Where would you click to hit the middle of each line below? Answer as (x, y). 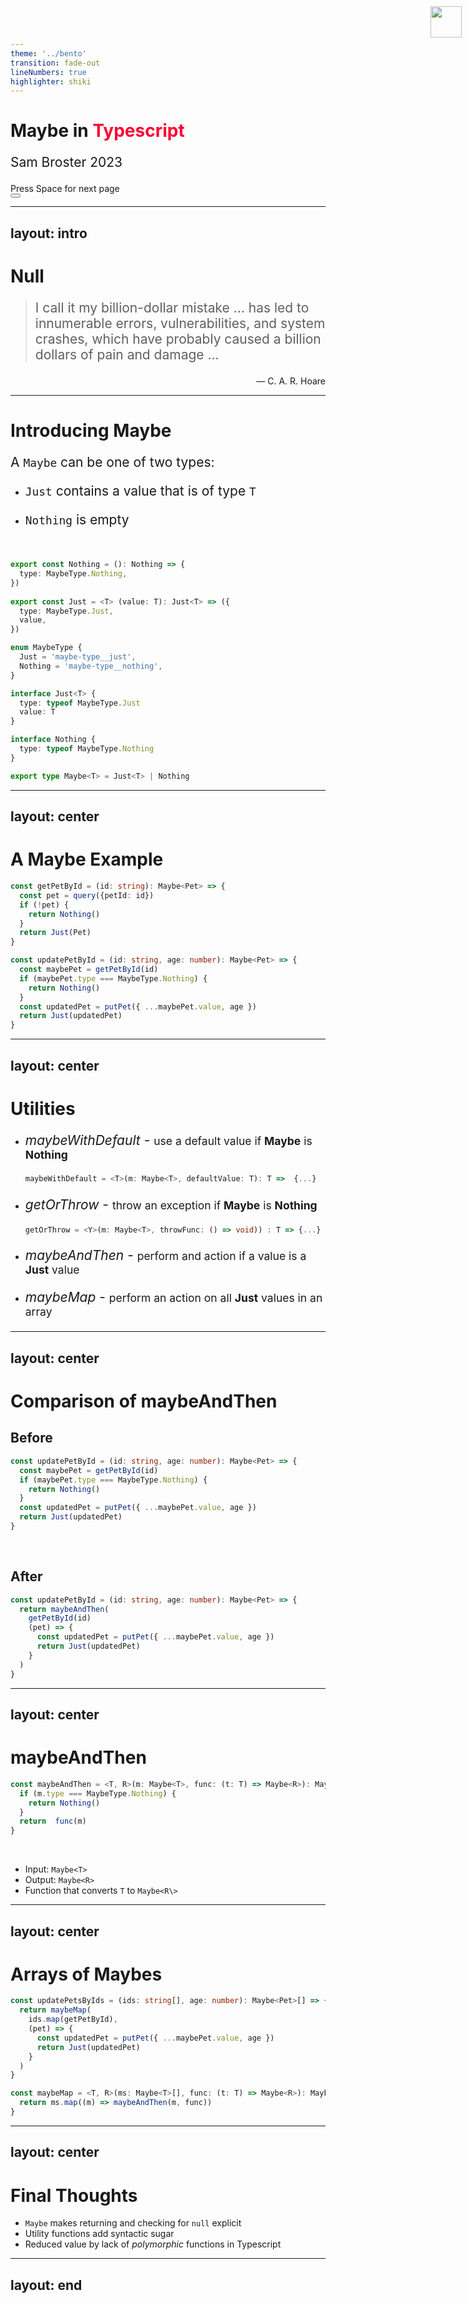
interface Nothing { (53, 740)
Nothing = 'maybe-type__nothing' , (91, 666)
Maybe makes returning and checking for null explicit (133, 2223)
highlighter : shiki (51, 81)
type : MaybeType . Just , (66, 611)
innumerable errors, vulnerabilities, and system (180, 323)
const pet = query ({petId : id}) (87, 895)
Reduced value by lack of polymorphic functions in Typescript (153, 2244)
